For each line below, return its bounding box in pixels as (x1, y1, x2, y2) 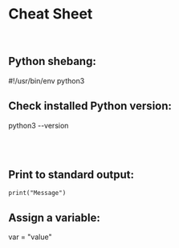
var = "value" (8, 232, 52, 242)
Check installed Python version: (8, 100, 173, 113)
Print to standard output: (8, 168, 135, 181)
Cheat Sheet (8, 5, 93, 23)
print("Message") (8, 189, 67, 197)
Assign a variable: (8, 210, 100, 225)
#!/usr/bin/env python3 (8, 75, 85, 85)
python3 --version (8, 120, 69, 130)
